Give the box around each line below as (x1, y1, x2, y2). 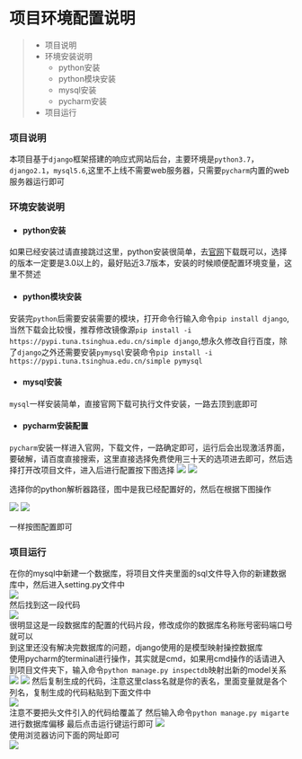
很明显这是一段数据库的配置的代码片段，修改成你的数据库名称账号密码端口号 (9, 620, 293, 631)
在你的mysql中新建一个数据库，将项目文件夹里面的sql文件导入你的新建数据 (9, 568, 287, 579)
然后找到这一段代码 (9, 599, 81, 611)
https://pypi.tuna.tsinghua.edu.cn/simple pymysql (9, 357, 203, 366)
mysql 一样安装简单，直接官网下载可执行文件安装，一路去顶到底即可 (9, 398, 258, 409)
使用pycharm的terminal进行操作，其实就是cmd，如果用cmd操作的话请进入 (9, 653, 286, 665)
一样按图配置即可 (9, 521, 73, 532)
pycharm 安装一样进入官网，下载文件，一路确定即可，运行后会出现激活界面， (9, 442, 290, 453)
